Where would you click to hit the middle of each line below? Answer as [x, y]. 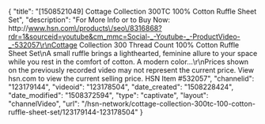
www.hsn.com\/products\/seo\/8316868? [95, 28]
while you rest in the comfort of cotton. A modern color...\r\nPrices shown [129, 62]
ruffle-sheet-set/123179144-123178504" [73, 112]
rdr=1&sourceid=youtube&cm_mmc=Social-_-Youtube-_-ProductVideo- [124, 36]
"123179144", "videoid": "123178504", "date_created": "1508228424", [121, 87]
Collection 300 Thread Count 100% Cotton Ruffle [159, 45]
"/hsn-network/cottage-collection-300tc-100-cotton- [168, 103]
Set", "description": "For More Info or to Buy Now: [89, 20]
